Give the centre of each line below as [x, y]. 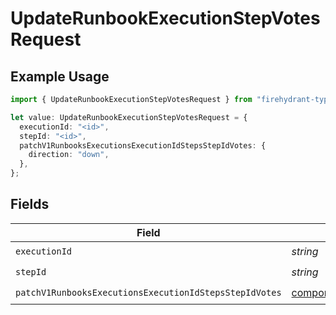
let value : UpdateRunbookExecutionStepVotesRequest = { [129, 117]
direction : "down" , [69, 155]
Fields [30, 204]
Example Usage [60, 76]
